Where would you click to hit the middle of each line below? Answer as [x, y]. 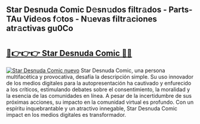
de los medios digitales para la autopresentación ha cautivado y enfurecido [99, 83]
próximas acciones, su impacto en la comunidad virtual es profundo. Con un [100, 102]
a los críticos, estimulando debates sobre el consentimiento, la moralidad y [98, 89]
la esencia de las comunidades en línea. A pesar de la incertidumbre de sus [99, 96]
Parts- [181, 10]
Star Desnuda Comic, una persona [123, 70]
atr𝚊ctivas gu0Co [40, 28]
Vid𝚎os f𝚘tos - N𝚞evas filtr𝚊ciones [90, 19]
